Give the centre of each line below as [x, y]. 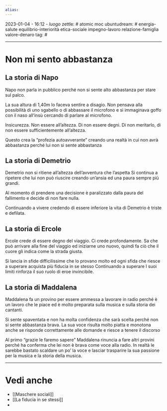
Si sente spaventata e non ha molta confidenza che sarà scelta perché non [82, 320]
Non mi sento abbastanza [59, 59]
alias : [12, 10]
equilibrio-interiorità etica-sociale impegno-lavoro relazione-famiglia [89, 29]
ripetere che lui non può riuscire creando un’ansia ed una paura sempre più [82, 178]
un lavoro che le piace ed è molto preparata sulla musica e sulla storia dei [80, 305]
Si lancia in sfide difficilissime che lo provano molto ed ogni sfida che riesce [83, 261]
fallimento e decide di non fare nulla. [42, 198]
